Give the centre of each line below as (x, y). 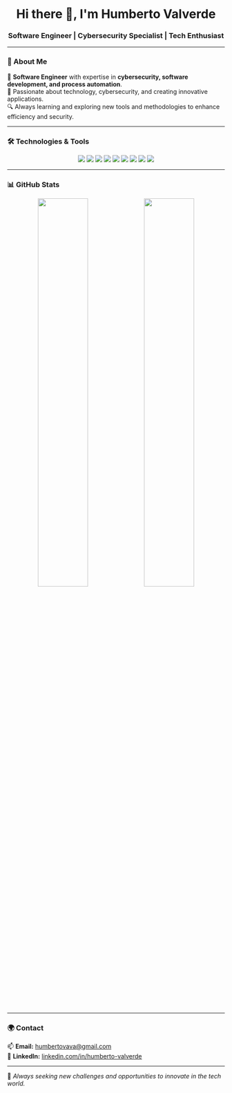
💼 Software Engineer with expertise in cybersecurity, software (98, 77)
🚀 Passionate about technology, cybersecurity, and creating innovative (108, 91)
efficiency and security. (41, 116)
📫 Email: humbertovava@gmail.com (59, 1046)
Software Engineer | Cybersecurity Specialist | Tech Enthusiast (116, 36)
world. (16, 1083)
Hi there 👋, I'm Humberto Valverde (116, 14)
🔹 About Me (27, 61)
